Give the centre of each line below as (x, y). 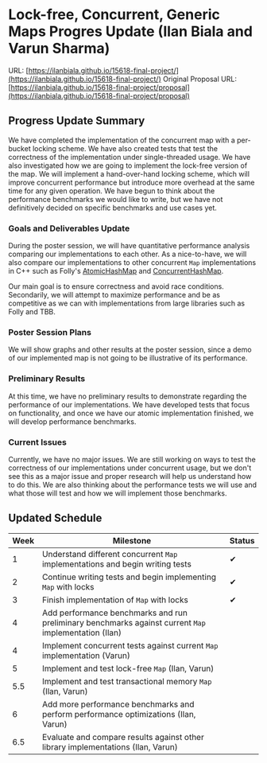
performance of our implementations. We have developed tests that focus (129, 404)
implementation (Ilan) (82, 633)
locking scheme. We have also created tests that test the (125, 148)
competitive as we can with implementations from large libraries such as (127, 303)
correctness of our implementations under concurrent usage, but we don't (130, 468)
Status (242, 540)
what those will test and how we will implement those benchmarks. (118, 493)
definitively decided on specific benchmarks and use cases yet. (112, 208)
